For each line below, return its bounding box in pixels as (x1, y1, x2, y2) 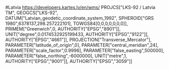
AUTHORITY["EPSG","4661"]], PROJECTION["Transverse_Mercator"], (5, 37, 152, 43)
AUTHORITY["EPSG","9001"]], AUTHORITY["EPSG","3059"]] (5, 58, 133, 64)
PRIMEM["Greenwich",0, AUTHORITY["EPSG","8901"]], (5, 26, 121, 32)
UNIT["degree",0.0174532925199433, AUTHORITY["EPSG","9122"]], (5, 31, 149, 37)
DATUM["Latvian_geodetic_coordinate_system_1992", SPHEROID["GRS (5, 15, 154, 21)
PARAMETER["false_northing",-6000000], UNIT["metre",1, (5, 53, 128, 59)
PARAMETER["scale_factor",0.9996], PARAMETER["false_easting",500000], (5, 48, 164, 53)
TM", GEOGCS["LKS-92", (5, 10, 59, 16)
